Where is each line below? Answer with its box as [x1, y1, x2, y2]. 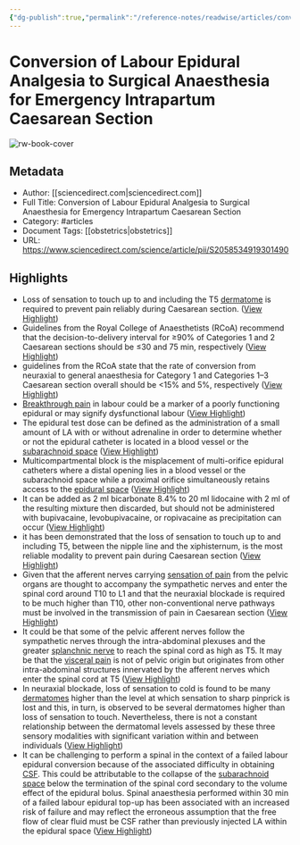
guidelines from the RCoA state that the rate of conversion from [21, 361, 256, 372]
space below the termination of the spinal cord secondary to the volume [21, 778, 287, 789]
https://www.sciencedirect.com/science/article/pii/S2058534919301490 [21, 245, 289, 255]
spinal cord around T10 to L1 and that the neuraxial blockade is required [21, 589, 286, 599]
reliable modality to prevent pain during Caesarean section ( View [21, 550, 262, 561]
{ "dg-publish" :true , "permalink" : [9, 13, 134, 22]
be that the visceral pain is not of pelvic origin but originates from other [21, 655, 285, 665]
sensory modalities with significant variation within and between [21, 731, 259, 741]
